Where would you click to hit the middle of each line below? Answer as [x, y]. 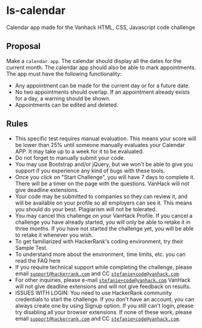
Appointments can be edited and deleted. [67, 105]
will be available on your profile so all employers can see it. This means [103, 203]
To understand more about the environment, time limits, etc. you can [100, 254]
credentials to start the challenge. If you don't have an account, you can [105, 299]
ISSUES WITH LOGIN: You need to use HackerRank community [93, 293]
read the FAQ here [37, 260]
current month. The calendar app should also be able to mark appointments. [101, 67]
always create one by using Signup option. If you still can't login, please [104, 306]
